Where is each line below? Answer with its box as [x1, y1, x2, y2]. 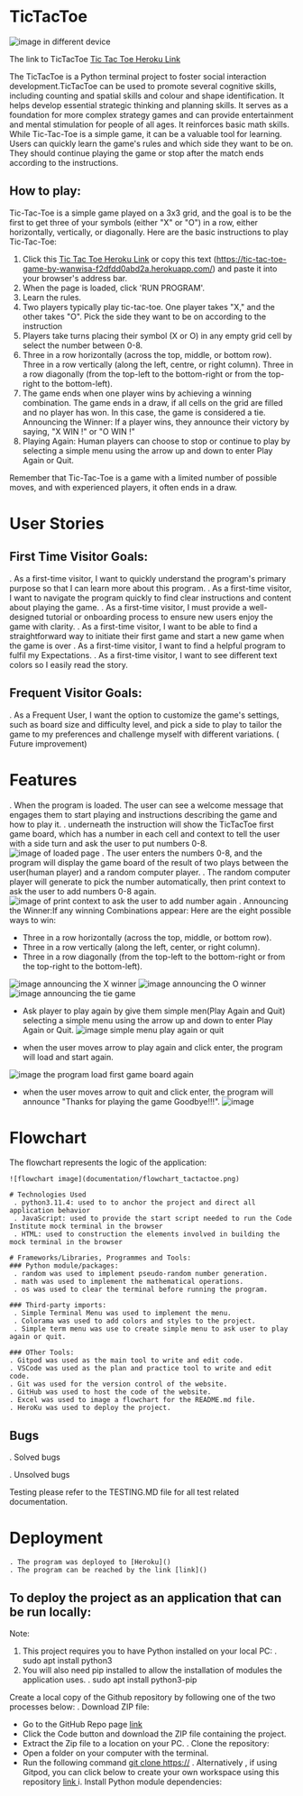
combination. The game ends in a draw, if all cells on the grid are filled [22, 397, 284, 408]
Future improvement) [9, 738, 87, 749]
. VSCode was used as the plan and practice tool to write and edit [9, 1364, 272, 1373]
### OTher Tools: [9, 1348, 75, 1358]
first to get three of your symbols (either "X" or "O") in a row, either [9, 216, 259, 227]
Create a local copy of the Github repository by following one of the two [9, 1692, 276, 1702]
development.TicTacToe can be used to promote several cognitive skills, [9, 80, 277, 91]
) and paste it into [212, 263, 278, 274]
